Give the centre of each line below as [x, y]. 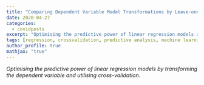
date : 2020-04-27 [28, 18]
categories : [21, 23]
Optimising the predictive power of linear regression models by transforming [102, 69]
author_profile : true [34, 46]
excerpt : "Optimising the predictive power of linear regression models [100, 35]
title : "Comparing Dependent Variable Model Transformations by [89, 12]
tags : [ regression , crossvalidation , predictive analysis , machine [93, 40]
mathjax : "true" [27, 52]
